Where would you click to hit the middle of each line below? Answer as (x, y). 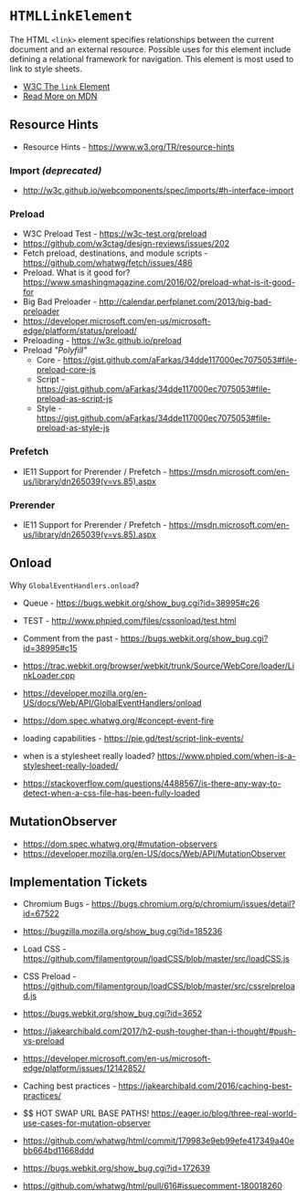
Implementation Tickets (79, 882)
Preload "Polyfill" (55, 351)
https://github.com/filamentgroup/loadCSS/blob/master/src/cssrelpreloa (159, 986)
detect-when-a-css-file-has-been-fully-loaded (111, 793)
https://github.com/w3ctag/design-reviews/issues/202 (126, 244)
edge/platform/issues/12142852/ (84, 1068)
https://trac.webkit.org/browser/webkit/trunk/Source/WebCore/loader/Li (159, 666)
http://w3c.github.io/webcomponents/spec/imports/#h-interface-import (158, 191)
